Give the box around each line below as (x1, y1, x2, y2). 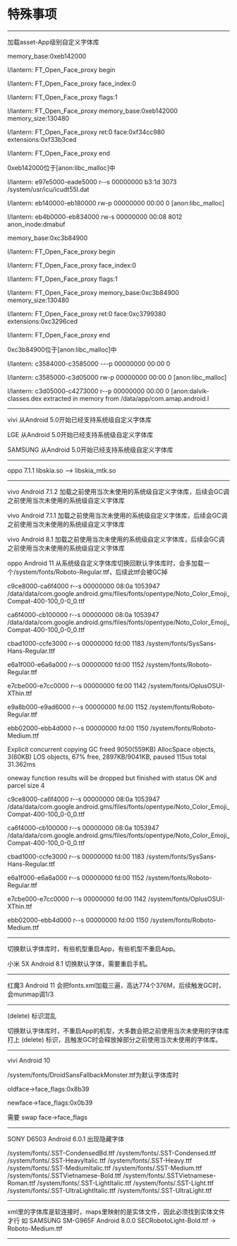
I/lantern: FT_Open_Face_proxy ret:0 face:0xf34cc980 (7, 128, 165, 136)
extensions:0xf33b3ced (7, 135, 77, 143)
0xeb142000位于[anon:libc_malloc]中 (7, 163, 116, 172)
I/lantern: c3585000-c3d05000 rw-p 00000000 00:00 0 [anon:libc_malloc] (7, 373, 227, 381)
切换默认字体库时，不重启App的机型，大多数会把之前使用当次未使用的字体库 (7, 1026, 229, 1035)
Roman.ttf (7, 1178, 36, 1187)
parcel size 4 (7, 781, 45, 789)
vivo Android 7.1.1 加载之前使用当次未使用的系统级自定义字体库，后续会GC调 (7, 511, 228, 520)
